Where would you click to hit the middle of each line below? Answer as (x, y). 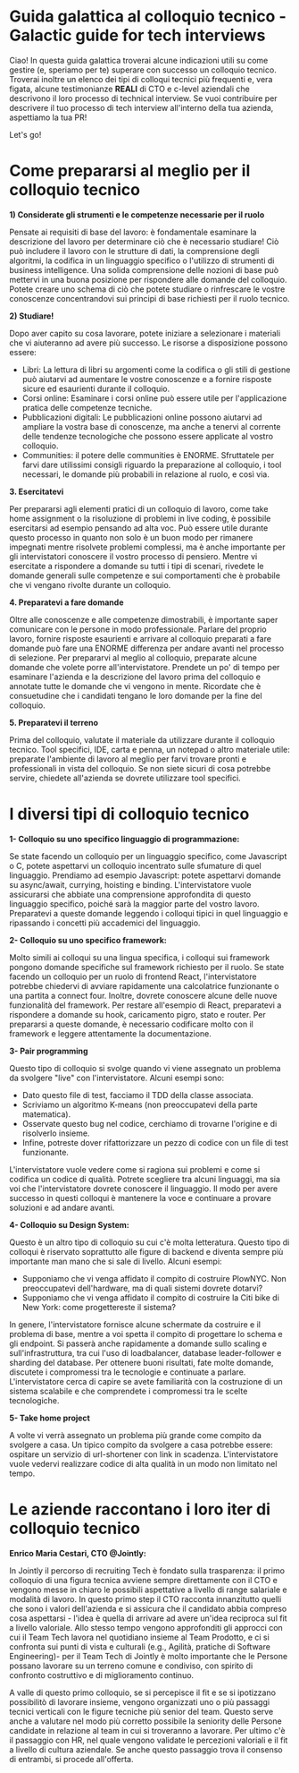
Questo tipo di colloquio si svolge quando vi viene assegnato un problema (145, 1068)
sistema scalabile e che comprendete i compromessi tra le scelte (129, 1391)
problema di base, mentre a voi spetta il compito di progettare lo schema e (146, 1334)
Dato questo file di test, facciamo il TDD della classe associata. (138, 1095)
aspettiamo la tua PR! (48, 117)
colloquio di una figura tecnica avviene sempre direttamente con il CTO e (144, 1580)
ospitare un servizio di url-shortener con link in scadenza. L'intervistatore (144, 1454)
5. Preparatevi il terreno (54, 722)
